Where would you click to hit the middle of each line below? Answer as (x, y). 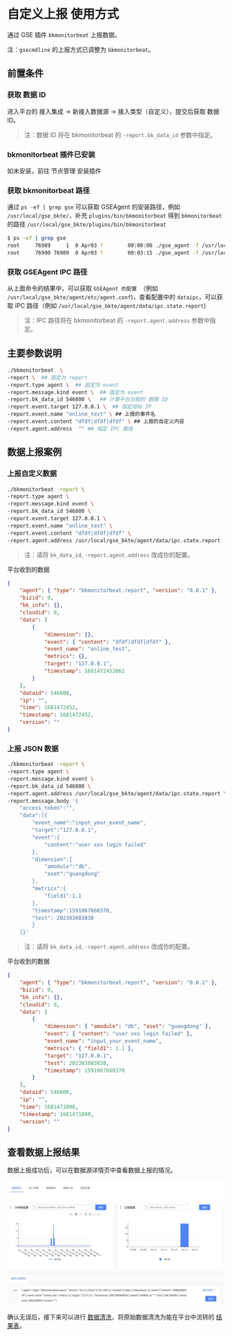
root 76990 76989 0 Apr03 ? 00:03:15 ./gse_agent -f (103, 253)
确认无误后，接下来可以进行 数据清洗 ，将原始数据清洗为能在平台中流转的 (111, 1317)
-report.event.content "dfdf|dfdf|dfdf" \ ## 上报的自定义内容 (96, 422)
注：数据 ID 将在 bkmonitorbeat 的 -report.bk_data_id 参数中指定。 (120, 135)
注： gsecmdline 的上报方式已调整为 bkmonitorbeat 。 (81, 49)
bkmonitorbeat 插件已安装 (51, 155)
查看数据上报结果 (43, 1152)
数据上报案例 (35, 452)
